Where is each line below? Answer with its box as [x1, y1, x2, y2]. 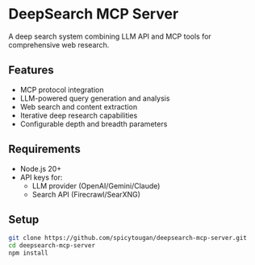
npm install [8, 249, 48, 258]
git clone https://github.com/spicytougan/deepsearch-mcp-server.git [8, 234, 248, 242]
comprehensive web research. [8, 39, 110, 49]
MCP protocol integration [19, 85, 104, 94]
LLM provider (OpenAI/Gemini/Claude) [31, 180, 161, 190]
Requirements [8, 143, 81, 156]
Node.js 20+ [19, 164, 62, 173]
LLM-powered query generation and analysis [19, 93, 170, 103]
